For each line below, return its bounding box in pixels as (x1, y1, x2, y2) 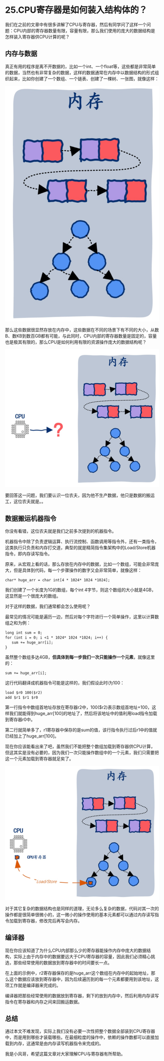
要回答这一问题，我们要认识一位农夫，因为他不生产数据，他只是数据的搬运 (5, 492, 155, 498)
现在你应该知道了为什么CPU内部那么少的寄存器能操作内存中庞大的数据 (5, 947, 147, 953)
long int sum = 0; (5, 630, 42, 635)
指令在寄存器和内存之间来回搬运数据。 (5, 999, 82, 1005)
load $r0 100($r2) (5, 691, 42, 695)
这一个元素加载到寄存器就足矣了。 (5, 756, 74, 761)
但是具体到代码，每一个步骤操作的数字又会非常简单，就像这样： (13, 567, 142, 573)
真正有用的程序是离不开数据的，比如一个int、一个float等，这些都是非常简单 (5, 63, 156, 69)
